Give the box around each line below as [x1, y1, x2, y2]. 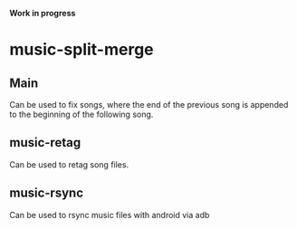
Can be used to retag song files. [9, 158, 129, 170]
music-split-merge [9, 40, 154, 60]
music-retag [9, 135, 81, 150]
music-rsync [9, 186, 84, 201]
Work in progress [9, 8, 76, 18]
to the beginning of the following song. [9, 109, 154, 119]
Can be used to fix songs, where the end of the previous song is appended [9, 100, 289, 110]
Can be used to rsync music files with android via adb [9, 209, 210, 220]
